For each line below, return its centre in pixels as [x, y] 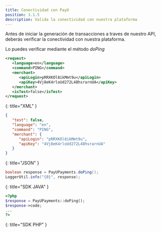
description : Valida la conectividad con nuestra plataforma [71, 19]
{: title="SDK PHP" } [26, 225]
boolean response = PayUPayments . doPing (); [52, 172]
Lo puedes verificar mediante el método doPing [55, 49]
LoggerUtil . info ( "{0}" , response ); [43, 177]
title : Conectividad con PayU [37, 10]
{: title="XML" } [21, 106]
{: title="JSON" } [22, 163]
